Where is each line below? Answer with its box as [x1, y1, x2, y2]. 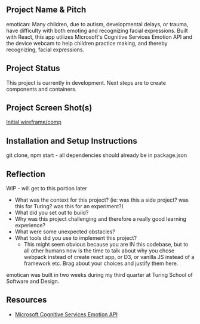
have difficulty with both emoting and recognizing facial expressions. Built [6, 27, 188, 34]
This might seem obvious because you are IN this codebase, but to [23, 241, 189, 248]
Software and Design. [6, 277, 60, 285]
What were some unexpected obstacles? [14, 228, 115, 235]
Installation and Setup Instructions [6, 135, 137, 146]
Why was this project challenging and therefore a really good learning [14, 215, 187, 223]
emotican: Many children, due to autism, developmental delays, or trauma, [6, 20, 189, 27]
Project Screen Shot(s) [6, 103, 93, 113]
